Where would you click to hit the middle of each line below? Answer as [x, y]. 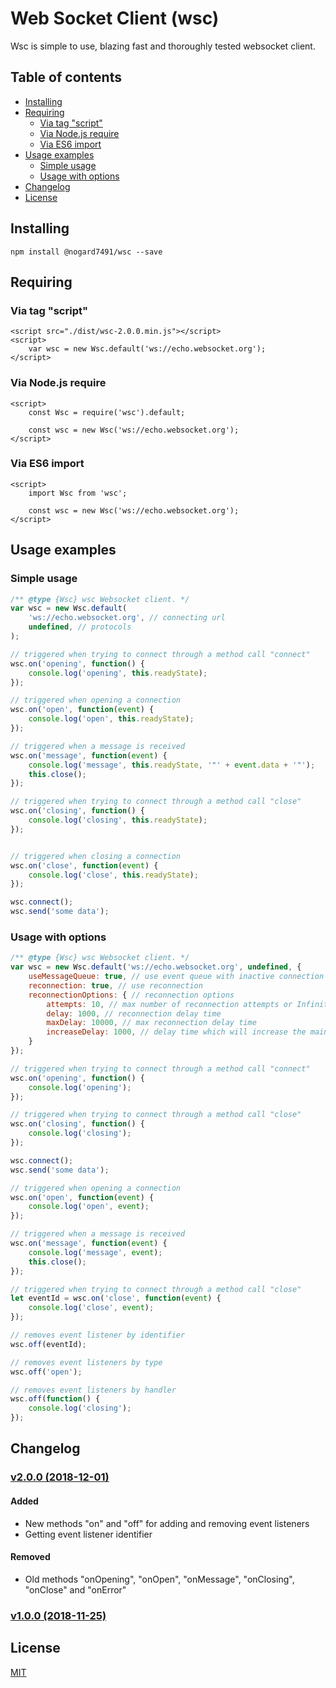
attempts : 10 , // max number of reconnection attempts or [169, 1004]
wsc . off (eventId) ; [48, 1344]
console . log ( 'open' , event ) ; [89, 1207]
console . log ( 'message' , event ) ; [95, 1252]
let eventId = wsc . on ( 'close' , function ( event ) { [116, 1298]
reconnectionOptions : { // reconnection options [131, 995]
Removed [30, 1557]
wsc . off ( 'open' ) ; [46, 1372]
